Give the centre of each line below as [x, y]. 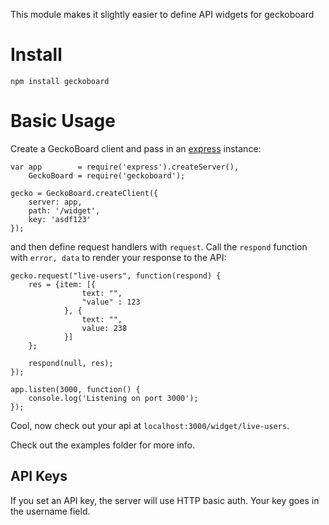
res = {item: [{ [62, 284]
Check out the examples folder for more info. [103, 445]
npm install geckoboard [60, 81]
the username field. [50, 511]
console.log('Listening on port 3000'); [113, 398]
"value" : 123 [111, 302]
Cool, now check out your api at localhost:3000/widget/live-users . [150, 425]
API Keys [39, 476]
